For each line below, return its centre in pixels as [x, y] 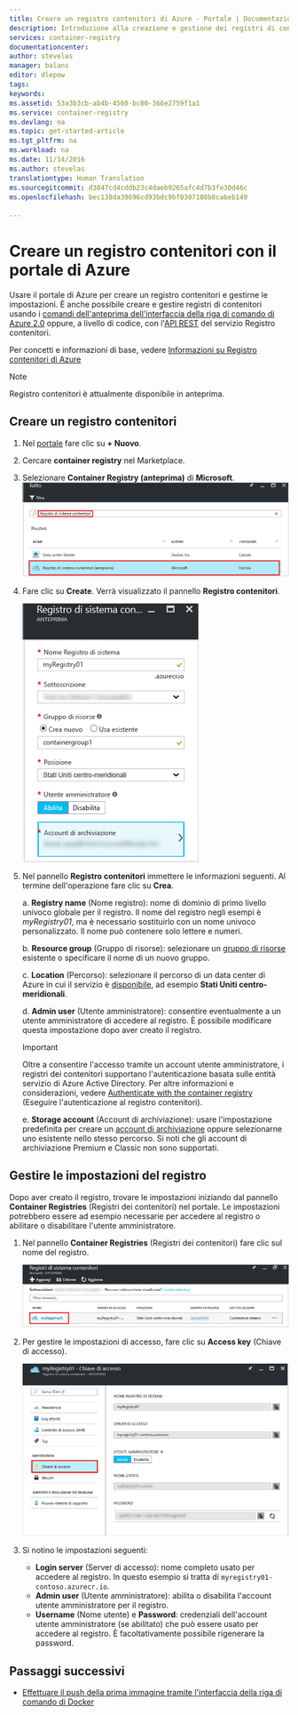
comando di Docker [58, 1702]
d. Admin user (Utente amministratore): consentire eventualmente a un [152, 1011]
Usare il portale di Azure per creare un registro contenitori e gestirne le [139, 295]
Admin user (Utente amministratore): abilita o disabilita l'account [153, 1596]
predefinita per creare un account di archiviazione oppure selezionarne [152, 1129]
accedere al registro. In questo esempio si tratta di [127, 1577]
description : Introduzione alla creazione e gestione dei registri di [142, 28]
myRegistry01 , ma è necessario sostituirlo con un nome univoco [139, 922]
